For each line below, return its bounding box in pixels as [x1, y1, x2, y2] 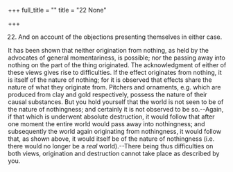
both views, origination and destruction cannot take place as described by [8, 149, 220, 157]
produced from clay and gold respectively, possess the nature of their [8, 90, 207, 98]
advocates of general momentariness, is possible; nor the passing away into [8, 53, 226, 62]
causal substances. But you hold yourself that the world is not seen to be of [8, 98, 224, 106]
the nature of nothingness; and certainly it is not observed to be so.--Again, [8, 105, 224, 113]
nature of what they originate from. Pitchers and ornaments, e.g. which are [8, 83, 221, 91]
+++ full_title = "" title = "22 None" [8, 6, 107, 14]
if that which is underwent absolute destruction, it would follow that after [8, 112, 215, 121]
